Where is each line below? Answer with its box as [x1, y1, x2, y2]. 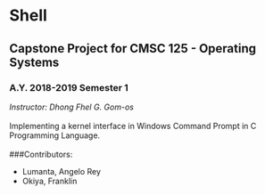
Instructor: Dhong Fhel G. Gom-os [9, 102, 134, 112]
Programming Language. [9, 130, 101, 141]
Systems [9, 54, 60, 69]
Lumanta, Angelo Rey [21, 166, 101, 176]
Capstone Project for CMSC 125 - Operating [9, 41, 257, 56]
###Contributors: [9, 149, 73, 159]
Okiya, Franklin [21, 175, 78, 186]
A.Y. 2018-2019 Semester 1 [9, 81, 129, 93]
